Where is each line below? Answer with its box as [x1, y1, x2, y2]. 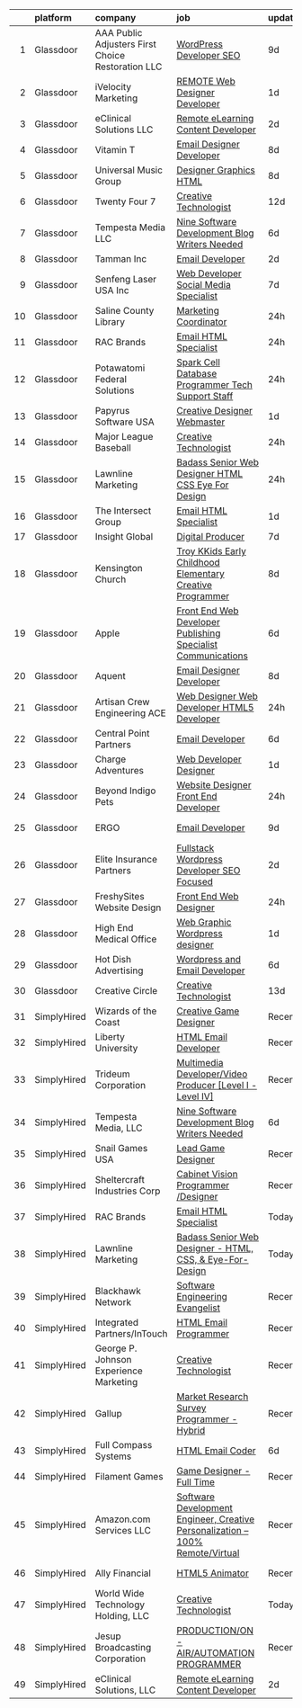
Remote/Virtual [176, 1547, 240, 1559]
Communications [176, 649, 249, 662]
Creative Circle [94, 985, 158, 997]
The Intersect [94, 505, 152, 516]
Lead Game [176, 1142, 226, 1154]
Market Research [176, 1391, 249, 1402]
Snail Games [94, 1142, 148, 1154]
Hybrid [176, 1425, 206, 1436]
